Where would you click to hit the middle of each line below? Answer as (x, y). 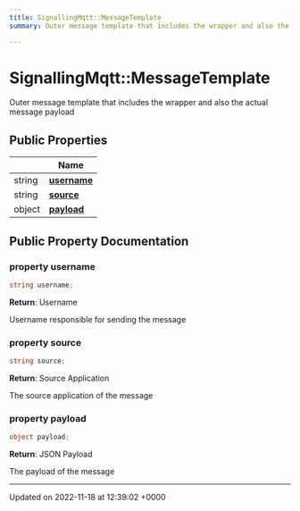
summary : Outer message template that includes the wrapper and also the (150, 26)
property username (52, 266)
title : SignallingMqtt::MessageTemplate (86, 17)
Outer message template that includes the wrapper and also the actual (139, 103)
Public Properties (58, 140)
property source (46, 342)
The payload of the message (62, 472)
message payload (42, 112)
